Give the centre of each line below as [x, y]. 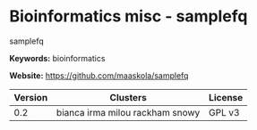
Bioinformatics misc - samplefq [128, 16]
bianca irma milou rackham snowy [128, 112]
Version [31, 97]
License [226, 97]
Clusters [128, 97]
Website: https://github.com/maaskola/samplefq [99, 75]
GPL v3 [224, 112]
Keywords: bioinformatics [57, 58]
